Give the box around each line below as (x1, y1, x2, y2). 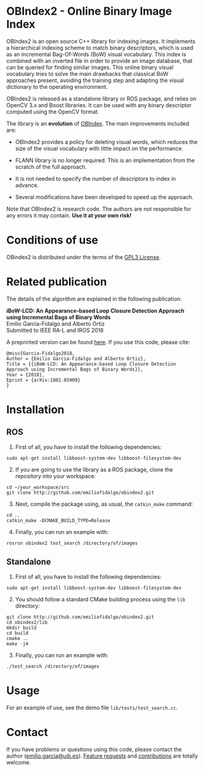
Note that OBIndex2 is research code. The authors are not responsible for (6, 205, 191, 212)
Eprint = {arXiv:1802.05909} (6, 377, 81, 383)
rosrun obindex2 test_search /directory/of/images (6, 540, 138, 546)
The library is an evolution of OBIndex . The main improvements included (6, 119, 189, 127)
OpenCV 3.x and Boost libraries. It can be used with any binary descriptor (6, 101, 192, 108)
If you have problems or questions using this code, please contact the (6, 745, 182, 753)
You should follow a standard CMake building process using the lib (15, 595, 186, 603)
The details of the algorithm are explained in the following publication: (6, 295, 182, 303)
